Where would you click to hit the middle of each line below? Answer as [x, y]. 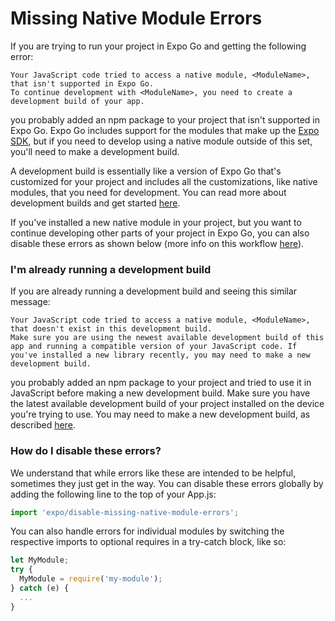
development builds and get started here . [95, 203]
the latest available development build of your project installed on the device [167, 404]
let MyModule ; [40, 560]
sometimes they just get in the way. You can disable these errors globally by [167, 483]
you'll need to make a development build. [95, 151]
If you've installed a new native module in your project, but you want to [156, 222]
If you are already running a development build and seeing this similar [154, 291]
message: [30, 302]
